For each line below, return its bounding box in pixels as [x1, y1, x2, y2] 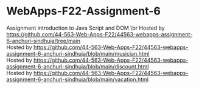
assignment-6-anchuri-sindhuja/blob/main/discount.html [6, 62, 149, 70]
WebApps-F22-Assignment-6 [6, 4, 161, 18]
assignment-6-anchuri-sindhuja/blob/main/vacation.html [6, 76, 149, 83]
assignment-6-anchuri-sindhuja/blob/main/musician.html [6, 50, 150, 57]
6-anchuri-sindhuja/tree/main [6, 37, 81, 44]
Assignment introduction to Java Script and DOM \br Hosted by [6, 24, 166, 31]
